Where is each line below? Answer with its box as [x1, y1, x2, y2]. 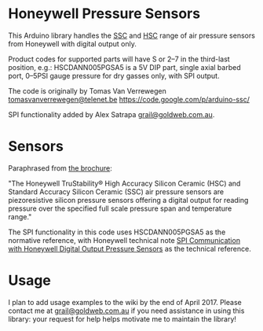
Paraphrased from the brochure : [8, 163, 112, 173]
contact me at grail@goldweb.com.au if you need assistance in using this [8, 306, 245, 315]
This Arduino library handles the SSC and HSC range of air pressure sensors [8, 31, 255, 40]
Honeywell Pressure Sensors [8, 5, 201, 23]
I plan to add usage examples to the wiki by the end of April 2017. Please [8, 297, 242, 307]
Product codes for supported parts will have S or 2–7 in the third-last [8, 54, 230, 64]
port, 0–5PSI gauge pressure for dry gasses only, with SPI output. [8, 71, 220, 80]
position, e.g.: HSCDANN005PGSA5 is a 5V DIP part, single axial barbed [8, 62, 241, 72]
